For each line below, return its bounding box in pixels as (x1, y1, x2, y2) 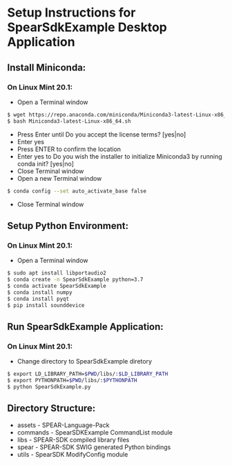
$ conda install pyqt (7, 295, 70, 302)
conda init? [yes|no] (17, 159, 75, 168)
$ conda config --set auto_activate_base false (7, 188, 147, 195)
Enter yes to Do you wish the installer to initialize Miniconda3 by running (17, 152, 222, 160)
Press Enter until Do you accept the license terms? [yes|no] (17, 130, 186, 139)
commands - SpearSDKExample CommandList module (17, 428, 173, 436)
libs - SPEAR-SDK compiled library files (17, 435, 130, 444)
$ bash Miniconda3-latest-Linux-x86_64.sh (7, 117, 131, 125)
